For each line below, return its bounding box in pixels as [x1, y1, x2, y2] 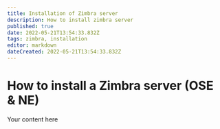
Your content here [7, 115, 58, 124]
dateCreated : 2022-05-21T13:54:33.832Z [7, 49, 122, 56]
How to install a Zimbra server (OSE [7, 78, 214, 93]
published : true [7, 23, 54, 30]
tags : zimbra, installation [7, 36, 88, 43]
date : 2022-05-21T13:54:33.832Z [7, 29, 100, 36]
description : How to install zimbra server [7, 16, 134, 23]
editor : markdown [7, 42, 57, 49]
